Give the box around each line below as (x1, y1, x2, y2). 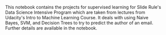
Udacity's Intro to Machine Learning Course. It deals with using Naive (5, 15, 149, 20)
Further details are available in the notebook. (5, 25, 98, 31)
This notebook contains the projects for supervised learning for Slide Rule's (5, 4, 161, 10)
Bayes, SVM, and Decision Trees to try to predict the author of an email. (5, 20, 153, 26)
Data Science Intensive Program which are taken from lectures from (5, 9, 145, 15)
